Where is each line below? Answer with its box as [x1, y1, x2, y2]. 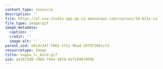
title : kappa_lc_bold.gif [5, 52, 57, 57]
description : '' [5, 12, 38, 17]
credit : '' [9, 34, 32, 39]
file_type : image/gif [5, 20, 49, 26]
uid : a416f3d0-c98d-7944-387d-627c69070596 [5, 57, 95, 62]
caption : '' [9, 30, 34, 34]
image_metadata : [5, 25, 38, 30]
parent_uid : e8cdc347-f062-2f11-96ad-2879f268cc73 [5, 43, 110, 48]
